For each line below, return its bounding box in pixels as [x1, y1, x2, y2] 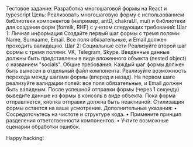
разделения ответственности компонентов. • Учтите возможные [6, 117, 169, 124]
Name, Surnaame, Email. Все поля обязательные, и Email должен [6, 36, 167, 43]
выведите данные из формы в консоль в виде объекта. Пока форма [6, 92, 176, 99]
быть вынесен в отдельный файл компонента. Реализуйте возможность [6, 67, 187, 74]
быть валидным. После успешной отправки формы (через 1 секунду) [6, 86, 180, 93]
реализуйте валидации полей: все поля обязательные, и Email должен [6, 80, 182, 87]
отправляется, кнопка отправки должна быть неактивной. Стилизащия [6, 98, 184, 105]
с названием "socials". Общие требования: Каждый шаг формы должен [6, 61, 185, 68]
